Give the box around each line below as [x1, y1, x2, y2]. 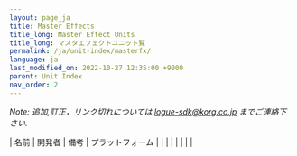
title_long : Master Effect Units [9, 30, 135, 39]
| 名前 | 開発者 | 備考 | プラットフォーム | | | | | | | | [9, 136, 193, 147]
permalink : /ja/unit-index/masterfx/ [9, 47, 152, 56]
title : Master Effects [9, 22, 95, 31]
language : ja [9, 55, 59, 64]
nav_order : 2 [9, 80, 59, 89]
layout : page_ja [9, 13, 70, 23]
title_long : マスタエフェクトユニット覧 [9, 38, 146, 48]
